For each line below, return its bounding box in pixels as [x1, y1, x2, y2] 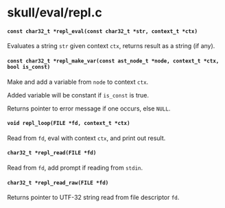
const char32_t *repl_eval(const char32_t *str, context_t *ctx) [7, 27, 198, 35]
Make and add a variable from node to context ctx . [7, 78, 149, 86]
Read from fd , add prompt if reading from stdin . [7, 163, 143, 172]
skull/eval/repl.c [7, 5, 103, 21]
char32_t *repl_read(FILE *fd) [7, 150, 97, 157]
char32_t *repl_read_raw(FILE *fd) [7, 179, 109, 186]
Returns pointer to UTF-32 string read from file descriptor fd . [7, 194, 180, 202]
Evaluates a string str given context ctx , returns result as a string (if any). [7, 42, 215, 50]
